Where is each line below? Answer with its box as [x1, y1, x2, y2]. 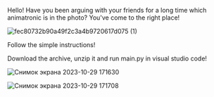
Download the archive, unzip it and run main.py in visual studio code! [7, 54, 208, 63]
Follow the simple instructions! [7, 41, 96, 48]
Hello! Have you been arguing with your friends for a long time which [7, 6, 207, 14]
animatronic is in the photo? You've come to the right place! [7, 13, 180, 22]
